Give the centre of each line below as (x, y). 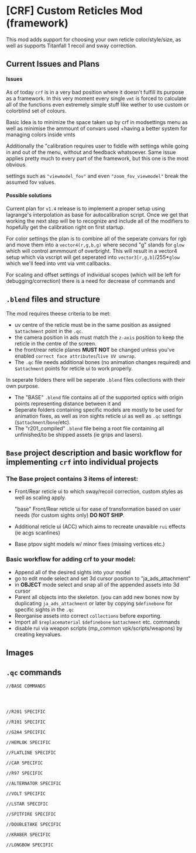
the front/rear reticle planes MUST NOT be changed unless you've (94, 350)
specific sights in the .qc (44, 609)
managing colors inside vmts (41, 134)
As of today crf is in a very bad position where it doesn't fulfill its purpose (95, 92)
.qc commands (34, 672)
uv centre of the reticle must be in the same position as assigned (92, 325)
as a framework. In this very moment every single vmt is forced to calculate (96, 98)
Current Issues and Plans (53, 64)
